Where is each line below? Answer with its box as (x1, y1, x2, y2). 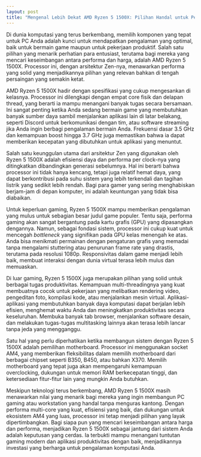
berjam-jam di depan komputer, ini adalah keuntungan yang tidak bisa (6, 187, 178, 195)
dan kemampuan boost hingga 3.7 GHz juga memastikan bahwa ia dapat (6, 131, 185, 138)
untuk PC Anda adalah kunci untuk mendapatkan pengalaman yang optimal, (6, 37, 193, 44)
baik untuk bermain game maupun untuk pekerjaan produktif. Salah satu (6, 43, 184, 51)
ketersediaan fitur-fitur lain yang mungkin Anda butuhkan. (6, 375, 149, 382)
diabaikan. (6, 194, 32, 201)
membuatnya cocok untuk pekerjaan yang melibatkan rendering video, (6, 287, 181, 294)
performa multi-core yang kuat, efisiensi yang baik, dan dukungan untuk (6, 405, 185, 413)
